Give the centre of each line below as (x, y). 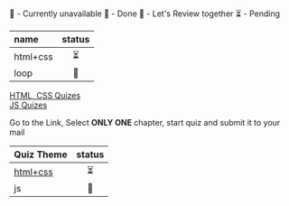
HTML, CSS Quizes (45, 95)
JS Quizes (28, 105)
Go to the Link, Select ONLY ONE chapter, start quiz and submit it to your (145, 122)
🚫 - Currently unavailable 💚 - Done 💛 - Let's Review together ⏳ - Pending (145, 14)
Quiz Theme (41, 154)
